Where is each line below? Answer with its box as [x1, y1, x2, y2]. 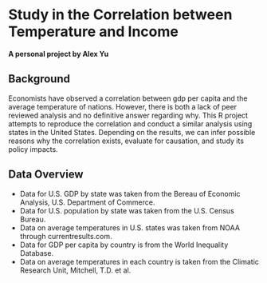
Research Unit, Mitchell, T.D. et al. [19, 265, 132, 275]
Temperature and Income [8, 22, 179, 41]
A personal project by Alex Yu [8, 49, 109, 58]
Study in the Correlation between [8, 6, 233, 24]
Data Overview [8, 168, 84, 181]
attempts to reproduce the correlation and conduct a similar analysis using [8, 118, 253, 129]
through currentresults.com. [19, 231, 113, 241]
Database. [19, 248, 54, 257]
